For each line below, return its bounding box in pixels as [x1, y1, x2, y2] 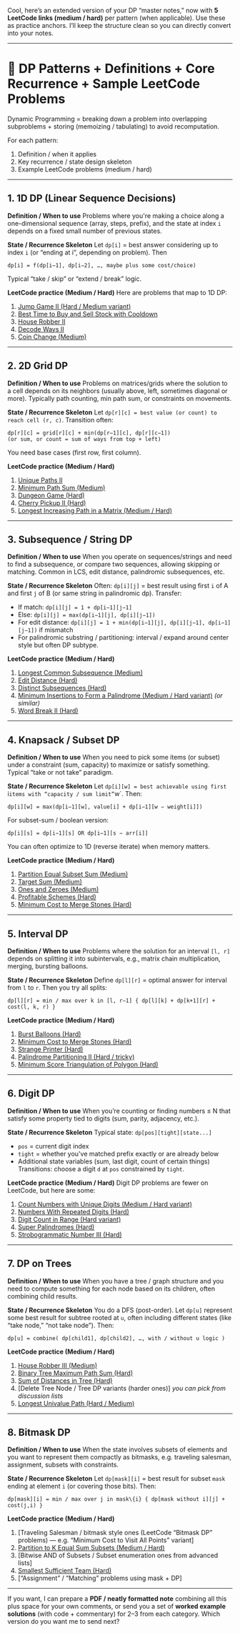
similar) [17, 699, 41, 708]
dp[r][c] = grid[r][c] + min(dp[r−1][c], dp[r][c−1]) [7, 429, 171, 437]
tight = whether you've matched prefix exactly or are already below [17, 1149, 219, 1158]
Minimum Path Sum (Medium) [17, 483, 106, 492]
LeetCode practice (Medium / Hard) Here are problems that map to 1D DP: [7, 288, 227, 297]
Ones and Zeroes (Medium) [17, 885, 99, 894]
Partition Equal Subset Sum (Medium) [17, 870, 129, 878]
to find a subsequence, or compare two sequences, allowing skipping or [7, 560, 220, 569]
